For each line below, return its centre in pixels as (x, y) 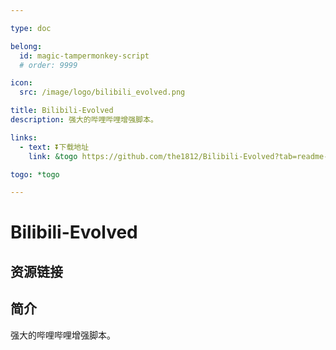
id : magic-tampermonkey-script (84, 56)
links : (24, 137)
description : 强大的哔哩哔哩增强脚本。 (84, 120)
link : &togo (53, 156)
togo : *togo (35, 174)
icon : (21, 83)
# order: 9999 (48, 65)
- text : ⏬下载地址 (54, 147)
